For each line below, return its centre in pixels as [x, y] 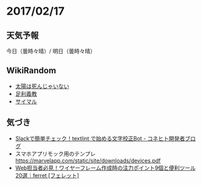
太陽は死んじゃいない [42, 86]
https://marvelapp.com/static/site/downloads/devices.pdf [88, 161]
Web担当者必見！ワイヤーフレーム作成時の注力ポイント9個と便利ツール [105, 168]
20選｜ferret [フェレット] [47, 175]
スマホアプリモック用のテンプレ [55, 153]
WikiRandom [31, 71]
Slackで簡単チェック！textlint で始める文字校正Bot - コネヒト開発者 [100, 138]
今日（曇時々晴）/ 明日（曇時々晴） [51, 51]
